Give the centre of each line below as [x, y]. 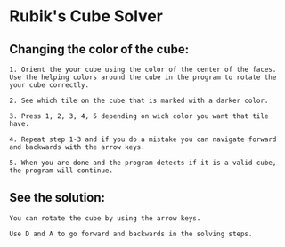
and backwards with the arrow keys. [77, 147]
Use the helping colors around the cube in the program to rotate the [143, 77]
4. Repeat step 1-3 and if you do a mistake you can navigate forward [143, 139]
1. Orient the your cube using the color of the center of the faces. [143, 69]
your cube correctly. [49, 85]
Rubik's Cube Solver [86, 16]
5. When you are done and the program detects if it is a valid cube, [143, 163]
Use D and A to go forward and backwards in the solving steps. [131, 234]
